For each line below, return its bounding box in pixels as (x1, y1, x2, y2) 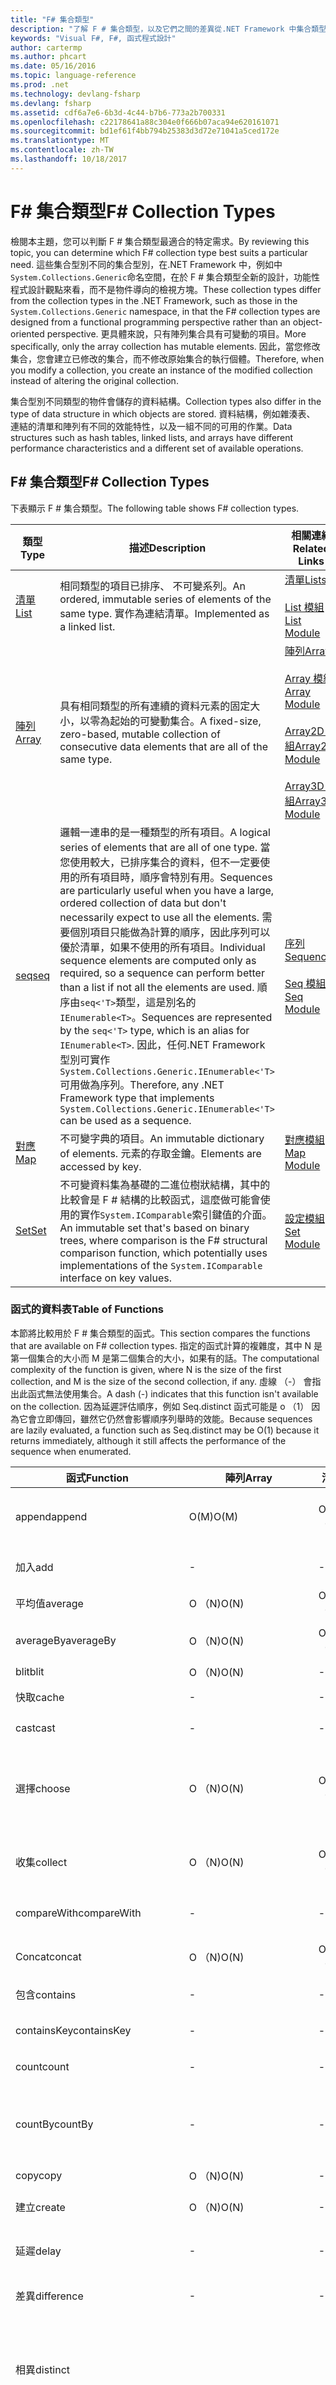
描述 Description (128, 541, 207, 555)
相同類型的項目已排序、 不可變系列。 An (59, 579, 246, 593)
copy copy (15, 2168, 63, 2182)
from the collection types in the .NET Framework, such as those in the (10, 294, 298, 306)
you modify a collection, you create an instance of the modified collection (10, 364, 313, 376)
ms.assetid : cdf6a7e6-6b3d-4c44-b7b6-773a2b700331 (10, 107, 226, 118)
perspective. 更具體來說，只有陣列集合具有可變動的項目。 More (46, 327, 307, 340)
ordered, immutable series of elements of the (59, 592, 272, 606)
